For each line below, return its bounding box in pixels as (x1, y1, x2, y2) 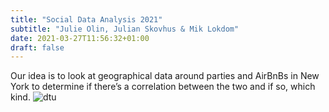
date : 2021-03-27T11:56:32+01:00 (10, 33, 150, 43)
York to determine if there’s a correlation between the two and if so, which (10, 81, 316, 93)
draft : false (10, 42, 65, 53)
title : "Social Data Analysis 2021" (10, 14, 163, 25)
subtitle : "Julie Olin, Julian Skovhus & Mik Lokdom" (10, 24, 240, 34)
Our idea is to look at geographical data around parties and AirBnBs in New (10, 70, 320, 82)
